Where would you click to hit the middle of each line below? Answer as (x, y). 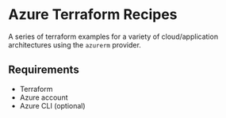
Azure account (44, 97)
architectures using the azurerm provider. (75, 44)
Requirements (44, 70)
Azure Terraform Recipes (93, 15)
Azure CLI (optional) (52, 105)
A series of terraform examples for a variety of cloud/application (113, 36)
